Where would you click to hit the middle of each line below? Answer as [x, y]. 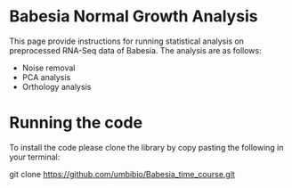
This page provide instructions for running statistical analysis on [127, 41]
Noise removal [49, 68]
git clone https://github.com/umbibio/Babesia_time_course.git [122, 174]
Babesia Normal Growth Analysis [134, 16]
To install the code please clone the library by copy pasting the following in [146, 147]
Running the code [76, 123]
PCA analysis [46, 77]
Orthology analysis [57, 86]
